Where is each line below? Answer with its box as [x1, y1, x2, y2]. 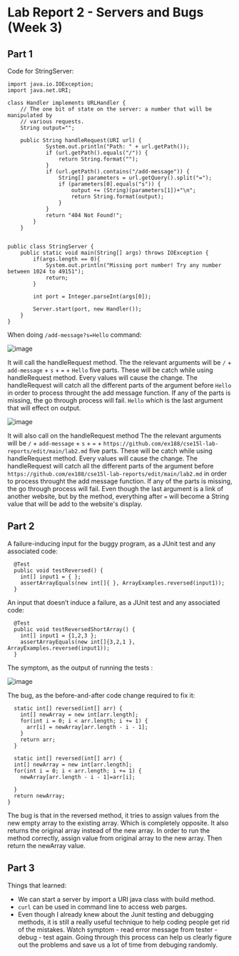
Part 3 [7, 862, 35, 875]
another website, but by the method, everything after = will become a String [7, 492, 230, 500]
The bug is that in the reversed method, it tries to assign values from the [7, 811, 220, 820]
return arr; [20, 736, 56, 743]
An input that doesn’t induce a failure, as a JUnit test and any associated [7, 598, 220, 607]
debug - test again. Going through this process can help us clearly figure [17, 932, 232, 941]
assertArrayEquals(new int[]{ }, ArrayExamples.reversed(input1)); [20, 579, 225, 586]
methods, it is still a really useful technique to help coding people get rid [17, 917, 230, 926]
